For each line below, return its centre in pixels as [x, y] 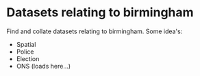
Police [25, 52]
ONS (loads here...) [43, 66]
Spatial [26, 44]
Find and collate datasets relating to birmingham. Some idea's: [95, 31]
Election [28, 58]
